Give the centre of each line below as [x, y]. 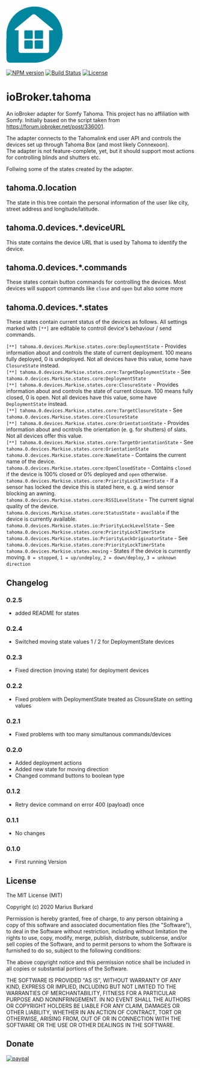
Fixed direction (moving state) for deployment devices [82, 670]
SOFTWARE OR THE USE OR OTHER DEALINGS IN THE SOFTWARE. [90, 1025]
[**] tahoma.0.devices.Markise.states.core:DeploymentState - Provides [96, 346]
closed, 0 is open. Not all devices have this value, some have [82, 397]
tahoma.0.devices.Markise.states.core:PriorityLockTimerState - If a [92, 481]
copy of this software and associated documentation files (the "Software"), [99, 925]
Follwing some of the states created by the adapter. [70, 169]
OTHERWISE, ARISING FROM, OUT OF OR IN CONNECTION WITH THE [94, 1019]
